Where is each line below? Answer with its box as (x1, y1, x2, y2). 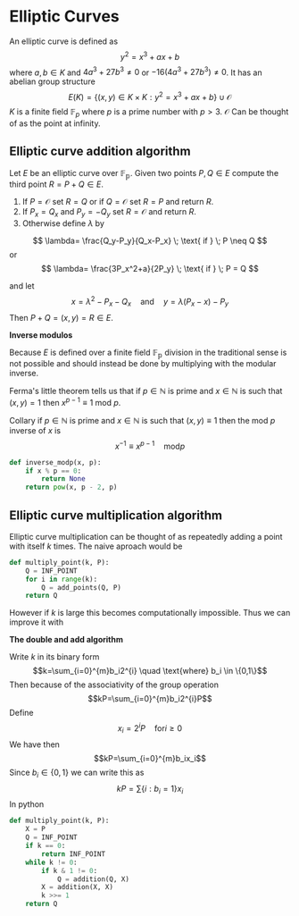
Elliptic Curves (9, 6, 120, 27)
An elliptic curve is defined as (9, 36, 119, 46)
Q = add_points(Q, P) (41, 583, 122, 592)
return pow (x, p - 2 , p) (25, 483, 118, 492)
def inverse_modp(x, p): (9, 458, 102, 466)
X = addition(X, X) (41, 883, 114, 892)
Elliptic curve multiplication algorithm (9, 508, 223, 523)
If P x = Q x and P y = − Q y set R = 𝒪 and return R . (21, 206, 196, 220)
